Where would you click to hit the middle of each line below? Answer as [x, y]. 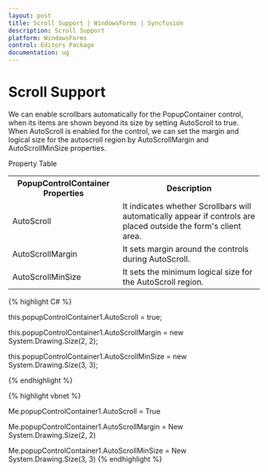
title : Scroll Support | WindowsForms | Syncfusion [96, 23]
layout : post [30, 16]
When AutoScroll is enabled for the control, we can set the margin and [124, 131]
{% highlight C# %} [40, 301]
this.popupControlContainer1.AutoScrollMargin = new [96, 332]
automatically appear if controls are [189, 216]
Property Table [33, 163]
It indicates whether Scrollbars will [187, 206]
